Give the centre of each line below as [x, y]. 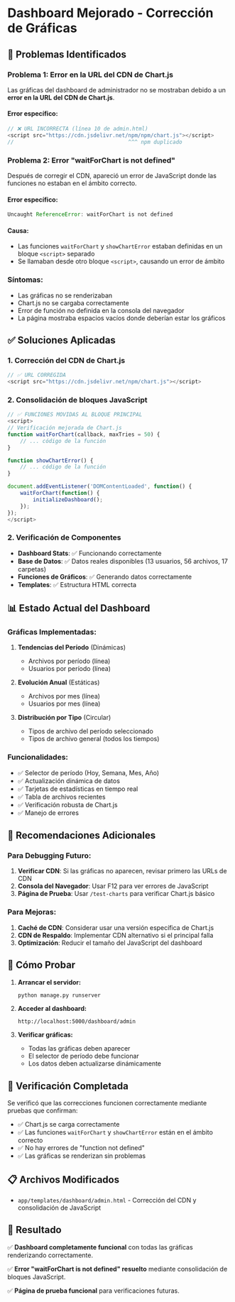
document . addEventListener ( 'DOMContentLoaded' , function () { [100, 487]
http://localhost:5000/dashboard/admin [77, 1022]
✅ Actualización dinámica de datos [69, 781]
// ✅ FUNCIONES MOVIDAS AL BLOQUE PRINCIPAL [75, 415]
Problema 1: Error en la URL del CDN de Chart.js [91, 75]
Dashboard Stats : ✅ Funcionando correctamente [89, 553]
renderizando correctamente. [50, 1255]
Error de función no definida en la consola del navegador [101, 310]
